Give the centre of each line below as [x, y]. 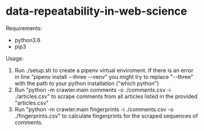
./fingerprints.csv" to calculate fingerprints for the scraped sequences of [106, 116]
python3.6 [27, 40]
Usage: [15, 58]
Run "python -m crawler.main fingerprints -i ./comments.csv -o [94, 109]
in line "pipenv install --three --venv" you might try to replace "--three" [104, 77]
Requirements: [24, 28]
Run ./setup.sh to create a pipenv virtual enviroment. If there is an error [104, 70]
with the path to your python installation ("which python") [87, 83]
